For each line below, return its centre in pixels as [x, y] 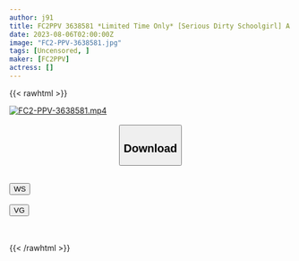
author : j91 [31, 17]
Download [150, 148]
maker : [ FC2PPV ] [39, 59]
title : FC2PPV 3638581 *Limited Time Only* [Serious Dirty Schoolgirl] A [150, 26]
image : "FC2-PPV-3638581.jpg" [66, 43]
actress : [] [31, 68]
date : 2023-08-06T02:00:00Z [62, 34]
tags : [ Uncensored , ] [50, 51]
